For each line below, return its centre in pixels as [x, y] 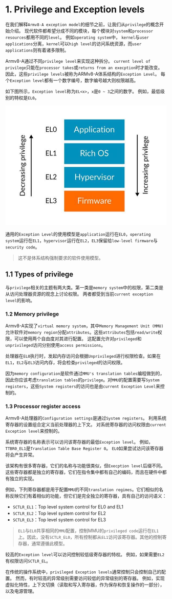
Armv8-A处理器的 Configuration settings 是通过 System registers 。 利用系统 [86, 418]
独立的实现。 [23, 479]
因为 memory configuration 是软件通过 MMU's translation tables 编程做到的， [85, 373]
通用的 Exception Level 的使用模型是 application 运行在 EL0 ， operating [78, 234]
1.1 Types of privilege [39, 275]
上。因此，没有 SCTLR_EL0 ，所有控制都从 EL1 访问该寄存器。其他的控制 [90, 537]
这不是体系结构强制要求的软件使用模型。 [60, 258]
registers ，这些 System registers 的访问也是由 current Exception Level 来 [83, 386]
